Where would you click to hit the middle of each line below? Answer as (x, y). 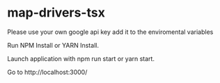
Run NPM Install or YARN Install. (53, 45)
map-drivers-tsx (56, 13)
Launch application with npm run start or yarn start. (81, 58)
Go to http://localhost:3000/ (47, 72)
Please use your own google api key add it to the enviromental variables (110, 32)
